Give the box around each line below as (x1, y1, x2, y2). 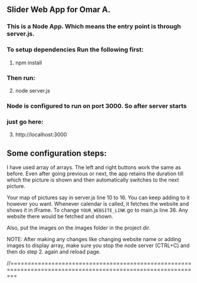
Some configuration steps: (6, 148, 107, 158)
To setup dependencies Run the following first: (6, 45, 144, 54)
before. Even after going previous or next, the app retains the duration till (6, 170, 183, 177)
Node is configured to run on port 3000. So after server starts (6, 101, 187, 110)
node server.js (15, 87, 51, 94)
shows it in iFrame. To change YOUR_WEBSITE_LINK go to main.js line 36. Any (6, 206, 188, 213)
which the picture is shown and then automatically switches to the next (6, 176, 179, 183)
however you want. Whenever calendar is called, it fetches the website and (6, 200, 189, 207)
